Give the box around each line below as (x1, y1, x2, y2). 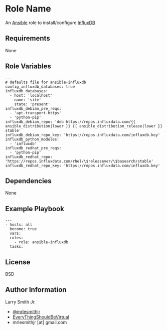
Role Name (5, 3, 51, 15)
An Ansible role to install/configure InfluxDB (5, 20, 95, 26)
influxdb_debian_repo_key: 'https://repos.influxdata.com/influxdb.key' (5, 132, 160, 137)
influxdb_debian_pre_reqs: (5, 106, 62, 111)
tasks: (10, 244, 24, 249)
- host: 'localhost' (10, 93, 53, 98)
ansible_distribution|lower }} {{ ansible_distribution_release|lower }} (5, 123, 163, 128)
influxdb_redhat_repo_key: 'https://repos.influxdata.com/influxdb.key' (5, 163, 160, 168)
